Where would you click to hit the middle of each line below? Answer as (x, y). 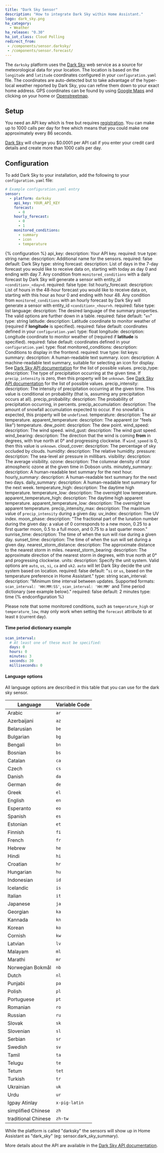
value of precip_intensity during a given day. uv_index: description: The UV (82, 513)
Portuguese (21, 999)
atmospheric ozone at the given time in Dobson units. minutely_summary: (79, 467)
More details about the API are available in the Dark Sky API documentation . (82, 1146)
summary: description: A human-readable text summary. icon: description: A (82, 357)
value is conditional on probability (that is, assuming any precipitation (75, 394)
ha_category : (18, 23)
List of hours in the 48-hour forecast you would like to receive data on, (76, 290)
